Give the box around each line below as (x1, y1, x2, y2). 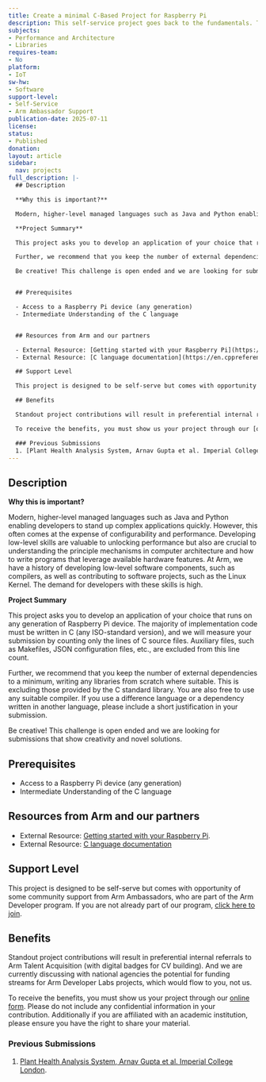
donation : (8, 144, 41, 152)
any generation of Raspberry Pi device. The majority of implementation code (8, 619, 258, 629)
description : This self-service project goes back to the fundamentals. (8, 19, 253, 27)
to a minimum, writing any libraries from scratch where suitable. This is (8, 676, 239, 687)
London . (19, 1065, 47, 1074)
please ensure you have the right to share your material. (8, 1018, 191, 1028)
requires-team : (8, 48, 59, 56)
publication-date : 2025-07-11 (8, 115, 108, 123)
